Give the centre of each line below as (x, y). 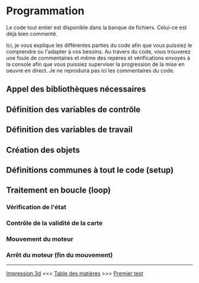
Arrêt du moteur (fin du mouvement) (60, 255)
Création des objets (43, 150)
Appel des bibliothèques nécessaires (76, 89)
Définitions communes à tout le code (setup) (90, 170)
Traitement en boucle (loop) (59, 191)
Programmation (45, 11)
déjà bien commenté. (32, 33)
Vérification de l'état (36, 207)
